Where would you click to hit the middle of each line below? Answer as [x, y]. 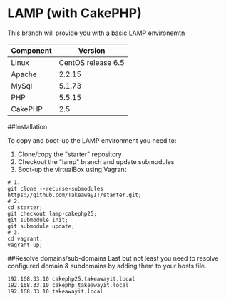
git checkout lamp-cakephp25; [52, 213]
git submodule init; [38, 220]
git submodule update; [41, 226]
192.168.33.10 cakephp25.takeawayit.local [71, 279]
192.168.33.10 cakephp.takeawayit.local [68, 285]
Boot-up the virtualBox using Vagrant [72, 169]
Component [31, 50]
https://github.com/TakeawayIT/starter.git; [75, 195]
